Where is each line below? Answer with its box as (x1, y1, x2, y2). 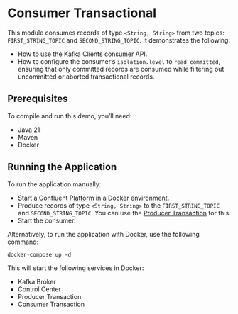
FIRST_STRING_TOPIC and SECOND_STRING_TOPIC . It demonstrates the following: (7, 35, 231, 44)
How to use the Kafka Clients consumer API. (17, 50, 148, 58)
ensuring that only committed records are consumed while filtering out (17, 65, 225, 73)
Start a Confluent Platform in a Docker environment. (17, 194, 170, 202)
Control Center (17, 285, 62, 293)
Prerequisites (7, 93, 68, 105)
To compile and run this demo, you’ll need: (7, 111, 132, 120)
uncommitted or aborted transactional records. (17, 72, 155, 81)
